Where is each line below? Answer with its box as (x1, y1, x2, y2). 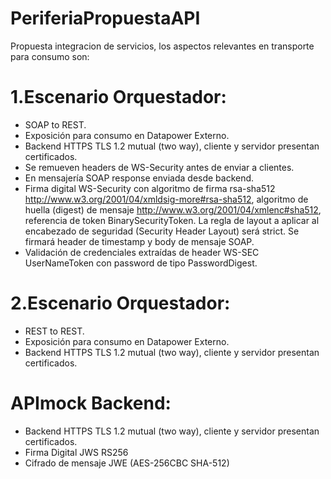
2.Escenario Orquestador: (10, 292, 231, 315)
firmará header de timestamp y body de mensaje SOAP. (24, 235, 255, 247)
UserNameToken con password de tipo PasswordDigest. (24, 257, 258, 269)
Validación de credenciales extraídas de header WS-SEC (24, 246, 260, 258)
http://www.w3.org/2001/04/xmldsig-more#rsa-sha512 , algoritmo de (24, 193, 309, 205)
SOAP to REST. (24, 118, 87, 131)
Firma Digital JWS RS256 (24, 446, 129, 458)
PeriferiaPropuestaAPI (10, 7, 201, 30)
